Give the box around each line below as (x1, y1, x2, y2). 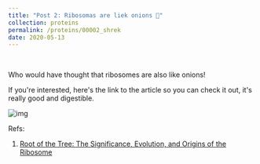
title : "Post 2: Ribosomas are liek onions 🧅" (8, 11, 163, 20)
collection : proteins (8, 19, 79, 27)
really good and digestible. (8, 93, 94, 103)
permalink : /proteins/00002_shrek (8, 26, 122, 34)
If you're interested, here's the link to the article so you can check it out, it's (8, 86, 253, 95)
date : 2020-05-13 (8, 33, 65, 42)
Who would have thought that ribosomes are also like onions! (8, 70, 206, 79)
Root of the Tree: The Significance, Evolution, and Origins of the (19, 139, 226, 149)
